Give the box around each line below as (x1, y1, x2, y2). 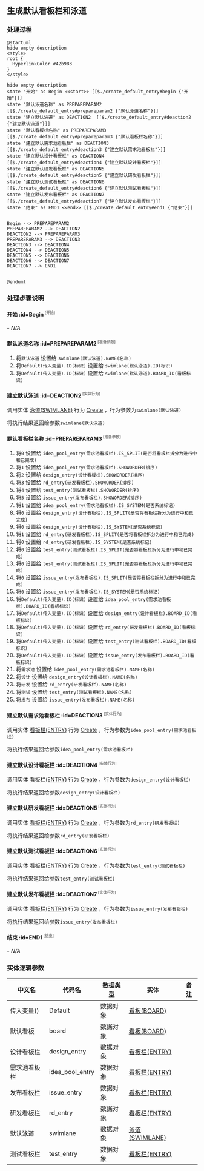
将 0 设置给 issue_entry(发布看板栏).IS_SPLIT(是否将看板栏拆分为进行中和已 (15, 574, 191, 581)
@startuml (7, 39, 32, 45)
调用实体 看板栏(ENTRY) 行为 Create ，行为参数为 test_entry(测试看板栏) (7, 862, 186, 869)
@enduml (7, 278, 27, 285)
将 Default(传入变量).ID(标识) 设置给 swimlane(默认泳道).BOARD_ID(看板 (15, 369, 186, 377)
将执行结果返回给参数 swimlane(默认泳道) (7, 419, 105, 426)
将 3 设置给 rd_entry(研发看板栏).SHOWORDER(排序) (15, 478, 134, 486)
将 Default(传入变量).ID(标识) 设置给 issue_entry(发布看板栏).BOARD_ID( (15, 651, 190, 659)
